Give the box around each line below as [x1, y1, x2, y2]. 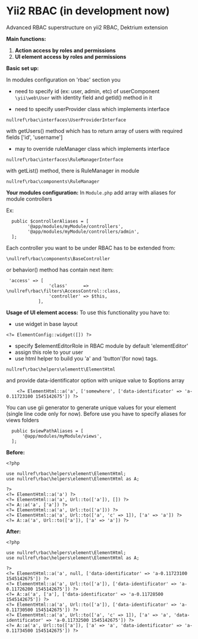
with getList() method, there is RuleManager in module [6, 167, 140, 174]
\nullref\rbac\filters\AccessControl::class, [6, 288, 121, 294]
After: [6, 527, 21, 535]
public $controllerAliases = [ [11, 218, 89, 224]
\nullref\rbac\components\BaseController [6, 255, 111, 262]
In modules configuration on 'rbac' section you [6, 76, 121, 83]
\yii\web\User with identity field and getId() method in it [14, 94, 153, 101]
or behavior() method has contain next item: [6, 266, 114, 273]
